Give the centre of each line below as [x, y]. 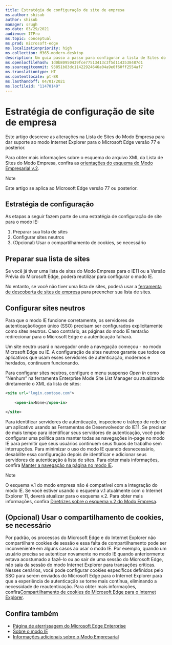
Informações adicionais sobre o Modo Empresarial [66, 637]
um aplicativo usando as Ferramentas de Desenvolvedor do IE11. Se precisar [86, 427]
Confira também [32, 614]
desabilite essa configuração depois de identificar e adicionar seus [76, 454]
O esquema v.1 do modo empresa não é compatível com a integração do [81, 485]
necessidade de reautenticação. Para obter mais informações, [71, 587]
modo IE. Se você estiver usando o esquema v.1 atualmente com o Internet [84, 490]
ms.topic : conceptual [28, 39]
